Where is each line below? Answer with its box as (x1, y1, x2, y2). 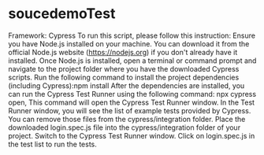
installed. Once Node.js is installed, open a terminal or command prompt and (8, 56, 257, 65)
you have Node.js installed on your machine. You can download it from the (8, 39, 250, 48)
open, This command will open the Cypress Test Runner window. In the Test (8, 98, 255, 107)
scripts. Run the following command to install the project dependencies (8, 72, 240, 82)
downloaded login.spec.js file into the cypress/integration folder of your (8, 123, 241, 132)
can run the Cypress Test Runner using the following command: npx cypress (8, 89, 257, 98)
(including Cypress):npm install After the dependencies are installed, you (8, 80, 245, 90)
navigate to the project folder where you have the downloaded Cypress (8, 64, 240, 73)
